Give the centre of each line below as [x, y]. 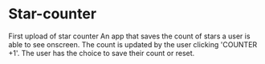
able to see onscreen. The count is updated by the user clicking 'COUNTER [133, 44]
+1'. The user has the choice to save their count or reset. [102, 53]
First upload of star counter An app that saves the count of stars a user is [129, 36]
